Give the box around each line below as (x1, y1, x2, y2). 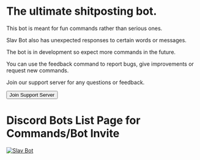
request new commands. (6, 66, 69, 74)
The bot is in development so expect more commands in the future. (6, 48, 176, 56)
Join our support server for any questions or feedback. (6, 78, 145, 86)
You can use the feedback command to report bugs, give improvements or (6, 60, 194, 67)
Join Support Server (9, 91, 55, 98)
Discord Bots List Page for (6, 113, 141, 128)
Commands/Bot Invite (6, 127, 120, 140)
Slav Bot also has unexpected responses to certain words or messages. (6, 36, 187, 44)
